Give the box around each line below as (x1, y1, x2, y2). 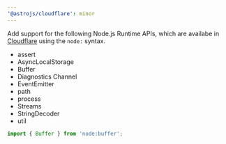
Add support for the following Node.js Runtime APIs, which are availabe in (7, 29, 220, 38)
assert (17, 50, 36, 58)
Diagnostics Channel (17, 72, 77, 81)
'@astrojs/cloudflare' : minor (7, 10, 96, 17)
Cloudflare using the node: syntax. (7, 36, 106, 45)
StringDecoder (17, 109, 60, 118)
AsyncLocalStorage (17, 57, 75, 66)
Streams (17, 102, 42, 110)
